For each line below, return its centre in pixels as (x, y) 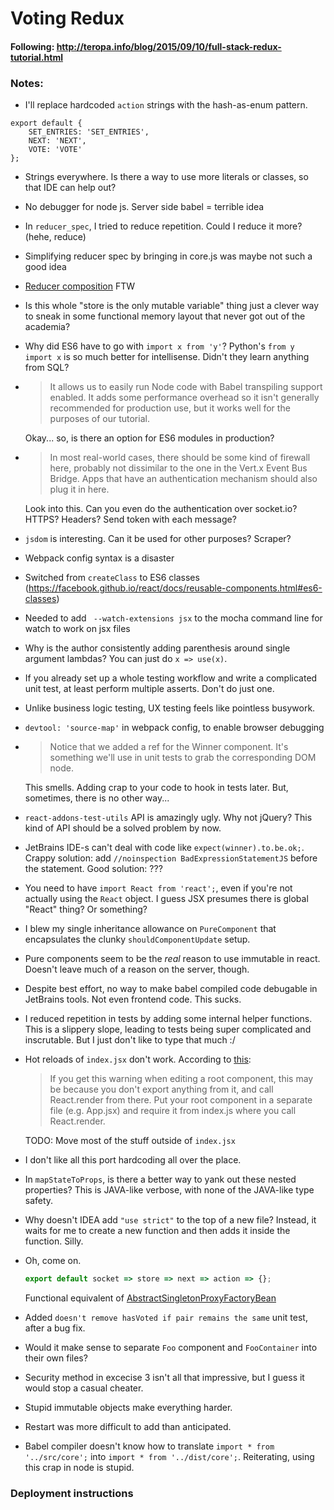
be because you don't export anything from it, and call (161, 1089)
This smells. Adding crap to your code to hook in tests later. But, (156, 788)
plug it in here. (79, 489)
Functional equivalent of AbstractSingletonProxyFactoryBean (150, 1298)
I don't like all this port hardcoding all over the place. (133, 1160)
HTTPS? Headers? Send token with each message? (130, 519)
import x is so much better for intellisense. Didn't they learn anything (167, 357)
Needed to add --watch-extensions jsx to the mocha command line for (173, 618)
